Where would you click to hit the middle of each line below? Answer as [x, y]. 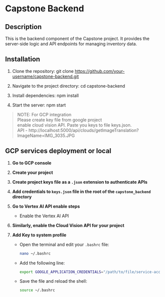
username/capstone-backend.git [45, 76]
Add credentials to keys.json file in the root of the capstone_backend [82, 191]
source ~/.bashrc [37, 290]
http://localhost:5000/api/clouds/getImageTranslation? [84, 130]
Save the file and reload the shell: [53, 281]
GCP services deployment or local [58, 151]
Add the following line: [42, 263]
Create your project [32, 172]
